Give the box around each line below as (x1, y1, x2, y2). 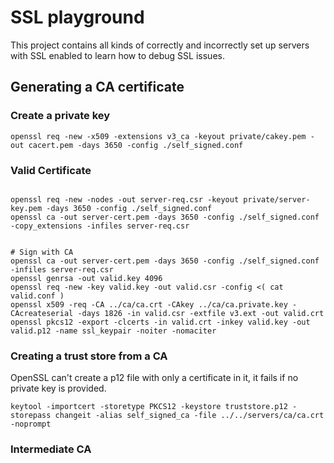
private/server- (243, 194, 311, 205)
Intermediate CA (10, 442, 92, 456)
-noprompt (10, 419, 52, 430)
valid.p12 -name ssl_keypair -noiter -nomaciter (10, 326, 217, 336)
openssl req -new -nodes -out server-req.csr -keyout (10, 194, 240, 205)
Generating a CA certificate (10, 79, 185, 96)
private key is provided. (10, 382, 107, 395)
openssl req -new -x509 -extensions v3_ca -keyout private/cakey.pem (10, 131, 307, 141)
